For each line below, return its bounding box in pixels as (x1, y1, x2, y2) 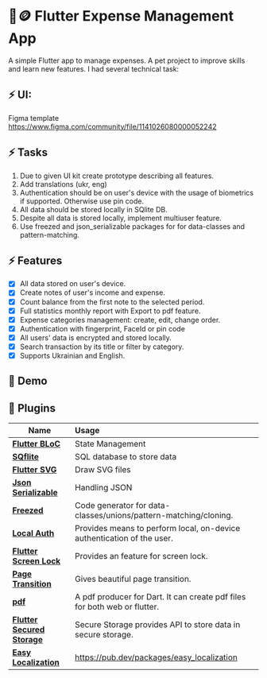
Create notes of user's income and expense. (19, 288, 165, 297)
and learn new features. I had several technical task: (8, 64, 180, 73)
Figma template (8, 113, 60, 122)
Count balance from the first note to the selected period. (19, 296, 205, 307)
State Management (75, 439, 146, 450)
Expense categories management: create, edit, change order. (19, 315, 221, 324)
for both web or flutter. (75, 602, 160, 613)
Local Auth (12, 528, 55, 539)
